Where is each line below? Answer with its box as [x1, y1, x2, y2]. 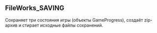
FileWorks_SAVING [5, 4, 65, 12]
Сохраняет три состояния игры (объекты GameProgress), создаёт [5, 17, 143, 23]
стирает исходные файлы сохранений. [22, 22, 103, 28]
